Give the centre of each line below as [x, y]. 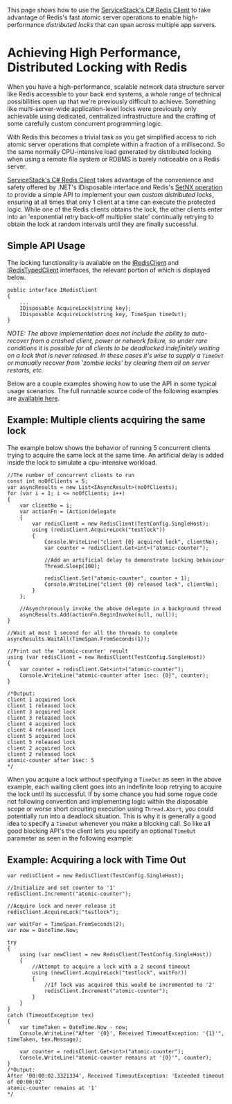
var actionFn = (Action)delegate [68, 511]
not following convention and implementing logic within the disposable [108, 801]
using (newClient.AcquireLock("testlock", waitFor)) [110, 973]
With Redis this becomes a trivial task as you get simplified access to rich [112, 137]
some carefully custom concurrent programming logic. [85, 123]
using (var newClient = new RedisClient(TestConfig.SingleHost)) [116, 955]
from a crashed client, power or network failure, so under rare [119, 340]
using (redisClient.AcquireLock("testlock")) [99, 530]
